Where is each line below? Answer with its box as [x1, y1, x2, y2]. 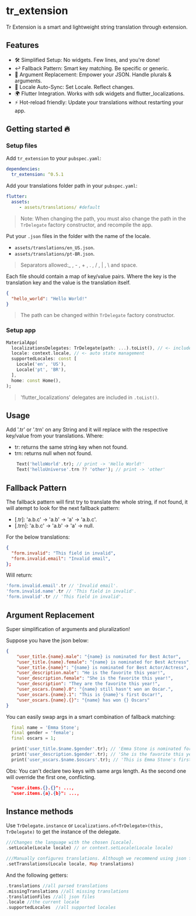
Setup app [6, 326, 36, 335]
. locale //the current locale [6, 899, 80, 905]
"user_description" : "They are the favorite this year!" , [16, 681, 160, 687]
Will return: [6, 571, 33, 578]
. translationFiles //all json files [6, 894, 95, 900]
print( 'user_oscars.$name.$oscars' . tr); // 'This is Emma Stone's [11, 756, 176, 763]
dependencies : [6, 166, 41, 172]
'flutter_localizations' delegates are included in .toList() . [20, 394, 159, 401]
